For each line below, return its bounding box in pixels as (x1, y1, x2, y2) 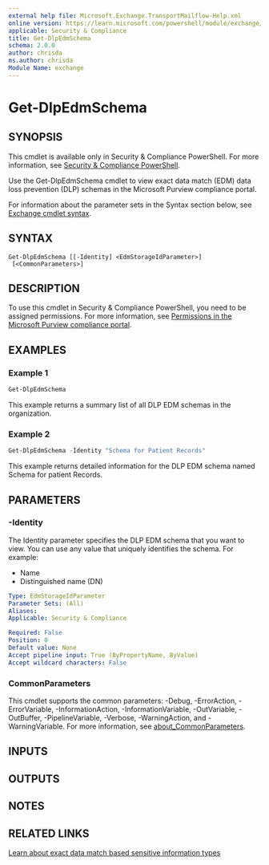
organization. (8, 408, 52, 418)
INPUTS (8, 745, 48, 758)
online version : (8, 19, 62, 27)
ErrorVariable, (8, 704, 54, 714)
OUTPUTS (8, 772, 60, 786)
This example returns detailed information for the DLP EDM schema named (8, 461, 255, 471)
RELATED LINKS (8, 826, 90, 840)
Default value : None (8, 644, 78, 652)
